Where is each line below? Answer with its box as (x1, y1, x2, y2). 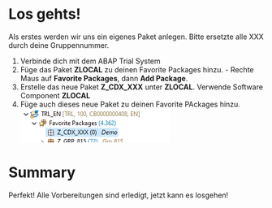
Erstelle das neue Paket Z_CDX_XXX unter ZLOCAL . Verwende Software (19, 82, 264, 92)
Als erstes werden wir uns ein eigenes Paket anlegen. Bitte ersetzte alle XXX (8, 32, 264, 41)
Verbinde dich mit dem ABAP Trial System (19, 56, 161, 66)
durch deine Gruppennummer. (8, 40, 110, 50)
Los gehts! (8, 5, 81, 24)
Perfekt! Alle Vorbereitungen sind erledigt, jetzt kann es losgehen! (8, 190, 229, 200)
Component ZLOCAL (19, 90, 91, 100)
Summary (8, 163, 76, 182)
